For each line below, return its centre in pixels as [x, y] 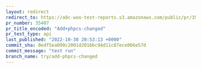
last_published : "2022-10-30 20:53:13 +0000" [64, 40]
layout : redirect [27, 12]
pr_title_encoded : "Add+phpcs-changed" [56, 28]
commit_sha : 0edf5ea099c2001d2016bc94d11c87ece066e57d [76, 46]
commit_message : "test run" [41, 51]
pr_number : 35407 [27, 23]
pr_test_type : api [29, 34]
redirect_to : [22, 17]
